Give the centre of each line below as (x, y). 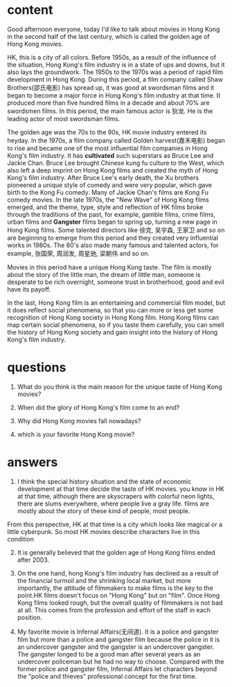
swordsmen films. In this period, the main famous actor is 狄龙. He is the (110, 111)
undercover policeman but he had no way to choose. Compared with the (121, 661)
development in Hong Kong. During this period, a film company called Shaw (115, 79)
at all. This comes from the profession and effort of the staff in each (114, 610)
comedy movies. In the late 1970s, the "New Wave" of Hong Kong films (108, 199)
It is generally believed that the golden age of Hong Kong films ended (116, 552)
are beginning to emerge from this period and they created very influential (113, 238)
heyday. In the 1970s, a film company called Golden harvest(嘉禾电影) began (116, 140)
